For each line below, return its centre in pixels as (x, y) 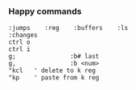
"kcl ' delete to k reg (52, 71)
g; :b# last (54, 57)
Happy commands (45, 11)
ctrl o (19, 42)
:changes (23, 35)
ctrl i (19, 49)
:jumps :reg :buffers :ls (68, 28)
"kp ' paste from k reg (54, 78)
